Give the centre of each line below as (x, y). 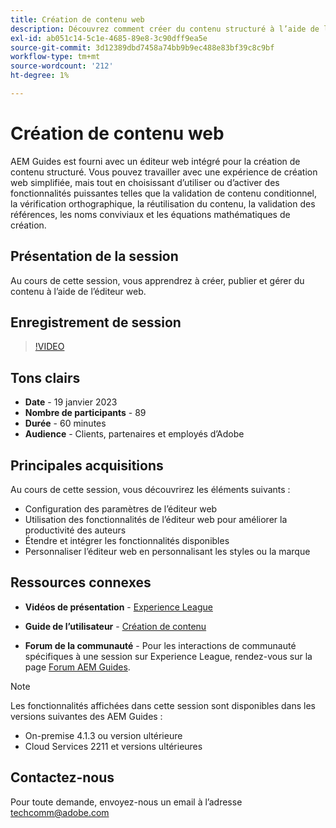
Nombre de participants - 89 (85, 413)
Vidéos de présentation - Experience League (118, 607)
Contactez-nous (62, 777)
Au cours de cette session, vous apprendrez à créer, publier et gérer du (157, 280)
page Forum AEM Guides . (77, 667)
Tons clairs (45, 377)
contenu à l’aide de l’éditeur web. (78, 291)
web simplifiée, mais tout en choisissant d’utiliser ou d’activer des (145, 182)
